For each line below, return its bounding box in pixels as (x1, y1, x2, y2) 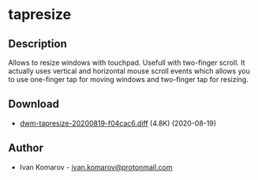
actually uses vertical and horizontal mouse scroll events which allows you (8, 66, 250, 76)
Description (8, 37, 67, 51)
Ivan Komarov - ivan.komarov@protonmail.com (19, 162, 173, 171)
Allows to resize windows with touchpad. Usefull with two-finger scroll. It (8, 58, 246, 67)
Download (8, 97, 59, 111)
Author (8, 141, 43, 155)
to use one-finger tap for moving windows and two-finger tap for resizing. (8, 75, 249, 84)
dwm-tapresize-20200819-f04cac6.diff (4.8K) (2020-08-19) (19, 118, 217, 128)
